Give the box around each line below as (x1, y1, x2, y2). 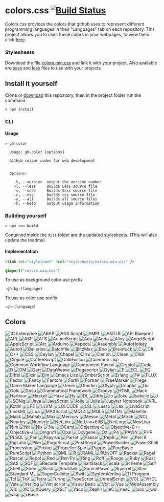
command (5, 98, 25, 104)
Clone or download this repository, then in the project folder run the (5, 92, 141, 98)
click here (5, 37, 25, 43)
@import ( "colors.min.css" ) (5, 268, 60, 273)
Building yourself (5, 213, 47, 219)
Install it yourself (5, 79, 58, 87)
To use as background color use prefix (5, 277, 83, 283)
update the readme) (5, 237, 45, 243)
